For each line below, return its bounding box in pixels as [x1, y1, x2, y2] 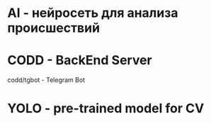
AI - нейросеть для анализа [7, 5, 178, 21]
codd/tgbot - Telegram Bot [7, 76, 86, 84]
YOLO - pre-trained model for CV [7, 100, 205, 117]
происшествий [7, 20, 101, 36]
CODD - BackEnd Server [7, 52, 152, 69]
